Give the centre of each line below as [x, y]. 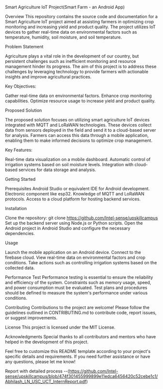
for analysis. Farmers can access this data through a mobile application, [77, 135]
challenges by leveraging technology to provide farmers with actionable [77, 72]
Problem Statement [24, 47]
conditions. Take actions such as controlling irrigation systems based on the [81, 263]
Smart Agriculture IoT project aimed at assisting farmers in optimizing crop [80, 22]
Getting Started [20, 179]
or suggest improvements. [31, 318]
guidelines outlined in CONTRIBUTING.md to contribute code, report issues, [81, 312]
